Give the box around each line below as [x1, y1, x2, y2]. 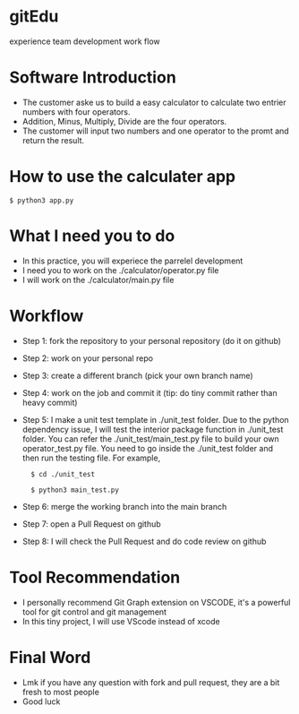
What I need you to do [9, 226, 175, 245]
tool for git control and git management [21, 606, 167, 617]
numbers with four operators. [21, 106, 132, 117]
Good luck [21, 696, 61, 707]
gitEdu [9, 6, 59, 27]
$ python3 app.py [9, 195, 74, 205]
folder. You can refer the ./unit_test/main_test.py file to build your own [21, 433, 279, 444]
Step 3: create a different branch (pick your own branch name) [21, 370, 253, 381]
